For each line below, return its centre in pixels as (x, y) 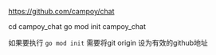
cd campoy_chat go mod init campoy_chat (77, 26)
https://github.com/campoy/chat (61, 11)
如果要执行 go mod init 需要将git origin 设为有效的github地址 (108, 43)
